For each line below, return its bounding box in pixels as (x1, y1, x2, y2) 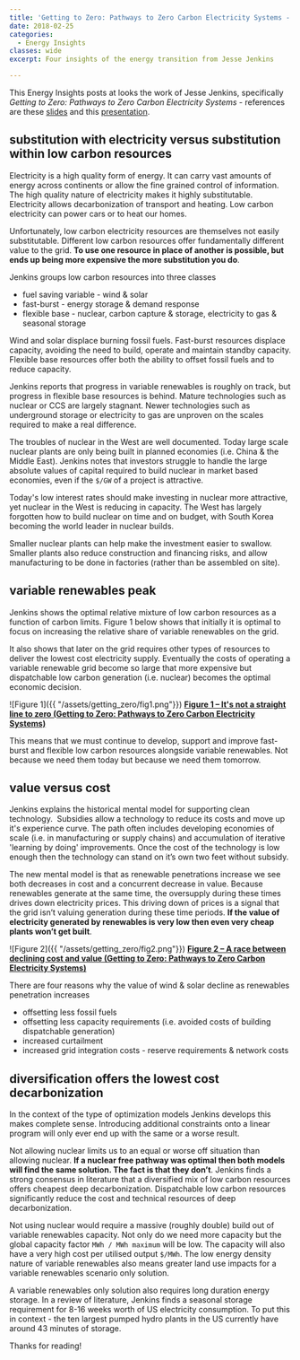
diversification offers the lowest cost (9, 1071, 219, 1086)
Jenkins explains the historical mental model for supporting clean (9, 804, 251, 815)
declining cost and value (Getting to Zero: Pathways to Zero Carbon (9, 953, 266, 964)
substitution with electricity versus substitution (9, 132, 281, 148)
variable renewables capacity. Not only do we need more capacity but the (9, 1230, 282, 1241)
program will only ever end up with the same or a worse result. (9, 1128, 240, 1139)
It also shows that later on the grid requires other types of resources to (9, 643, 270, 654)
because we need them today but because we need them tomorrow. (9, 754, 261, 765)
